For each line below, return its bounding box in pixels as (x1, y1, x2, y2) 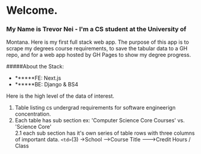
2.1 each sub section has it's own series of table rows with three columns (14, 129, 195, 137)
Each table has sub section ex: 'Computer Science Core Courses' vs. (14, 117, 185, 124)
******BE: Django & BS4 (14, 81, 79, 88)
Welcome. (6, 4, 58, 17)
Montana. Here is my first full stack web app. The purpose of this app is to (6, 38, 190, 46)
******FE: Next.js (14, 74, 62, 81)
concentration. (14, 110, 51, 117)
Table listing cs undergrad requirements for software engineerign (14, 104, 176, 111)
